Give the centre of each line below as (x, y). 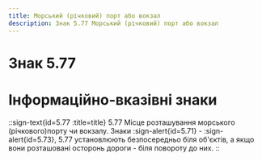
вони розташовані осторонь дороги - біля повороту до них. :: (114, 148)
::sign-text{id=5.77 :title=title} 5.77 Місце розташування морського (122, 122)
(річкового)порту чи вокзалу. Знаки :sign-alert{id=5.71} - (105, 130)
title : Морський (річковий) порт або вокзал (85, 16)
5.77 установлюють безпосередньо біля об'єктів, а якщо (156, 139)
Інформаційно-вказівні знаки (113, 99)
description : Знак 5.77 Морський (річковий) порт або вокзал (114, 23)
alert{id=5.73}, (32, 139)
